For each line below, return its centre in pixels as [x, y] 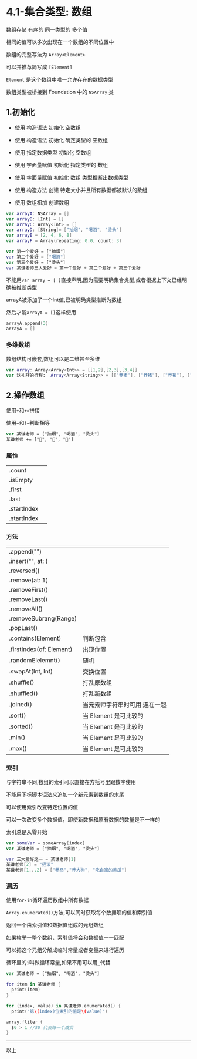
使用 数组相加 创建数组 [42, 202]
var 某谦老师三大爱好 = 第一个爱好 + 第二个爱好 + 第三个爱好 [73, 268]
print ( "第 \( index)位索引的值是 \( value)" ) [60, 1011]
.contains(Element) [35, 638]
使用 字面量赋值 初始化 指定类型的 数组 [61, 165]
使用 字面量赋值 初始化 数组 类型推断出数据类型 [72, 177]
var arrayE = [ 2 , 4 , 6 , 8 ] [39, 236]
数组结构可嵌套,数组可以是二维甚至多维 [53, 358]
